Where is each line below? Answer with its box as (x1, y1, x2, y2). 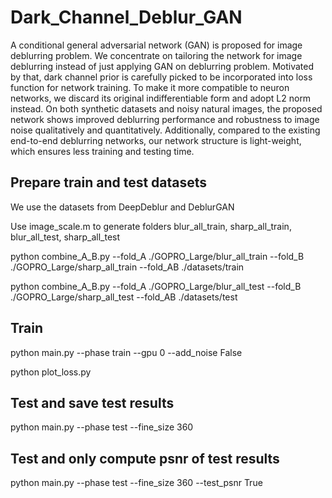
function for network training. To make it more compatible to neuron (10, 81, 290, 93)
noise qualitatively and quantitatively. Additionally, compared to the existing (10, 124, 321, 136)
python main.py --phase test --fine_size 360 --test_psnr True (10, 477, 263, 489)
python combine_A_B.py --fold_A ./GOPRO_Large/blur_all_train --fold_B (10, 250, 305, 262)
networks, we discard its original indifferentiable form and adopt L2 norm (10, 92, 312, 104)
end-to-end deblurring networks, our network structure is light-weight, (10, 134, 302, 146)
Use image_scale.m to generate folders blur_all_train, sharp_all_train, (10, 220, 292, 232)
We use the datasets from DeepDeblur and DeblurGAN (10, 201, 235, 213)
